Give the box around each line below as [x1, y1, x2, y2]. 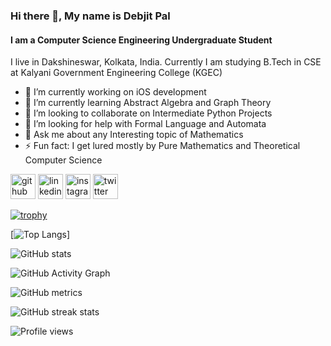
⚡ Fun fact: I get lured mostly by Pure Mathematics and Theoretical [24, 140, 301, 152]
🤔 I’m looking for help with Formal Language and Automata [24, 118, 267, 130]
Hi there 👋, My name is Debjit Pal [10, 9, 171, 23]
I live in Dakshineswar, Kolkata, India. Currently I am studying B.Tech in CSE [10, 56, 322, 68]
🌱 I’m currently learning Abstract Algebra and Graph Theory [24, 97, 272, 109]
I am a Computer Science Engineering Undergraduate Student [10, 34, 273, 46]
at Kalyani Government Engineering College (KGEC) [10, 67, 223, 79]
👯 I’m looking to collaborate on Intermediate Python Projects [24, 107, 273, 119]
